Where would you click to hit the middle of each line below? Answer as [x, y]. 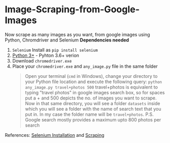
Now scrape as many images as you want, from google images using [78, 34]
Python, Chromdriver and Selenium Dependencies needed [67, 40]
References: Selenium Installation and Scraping [55, 135]
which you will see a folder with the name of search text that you [93, 109]
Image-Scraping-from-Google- [72, 9]
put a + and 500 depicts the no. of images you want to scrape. [91, 98]
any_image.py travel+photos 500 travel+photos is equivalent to [91, 87]
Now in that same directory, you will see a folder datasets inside [92, 103]
